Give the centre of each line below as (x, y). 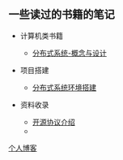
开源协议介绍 (53, 122)
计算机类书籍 (41, 36)
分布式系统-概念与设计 (70, 53)
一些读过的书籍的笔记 (61, 15)
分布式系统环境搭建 (64, 87)
